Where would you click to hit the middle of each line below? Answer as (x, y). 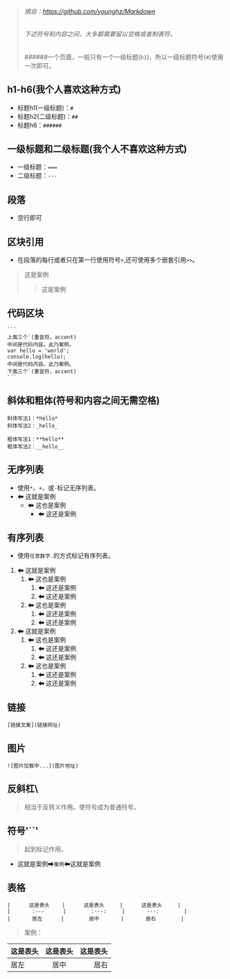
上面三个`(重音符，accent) (42, 337)
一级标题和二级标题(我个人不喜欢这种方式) (97, 149)
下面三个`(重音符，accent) (42, 371)
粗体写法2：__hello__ (36, 446)
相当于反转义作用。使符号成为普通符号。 (82, 807)
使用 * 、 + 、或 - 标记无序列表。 (59, 488)
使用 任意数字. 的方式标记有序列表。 (65, 556)
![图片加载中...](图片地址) (43, 766)
